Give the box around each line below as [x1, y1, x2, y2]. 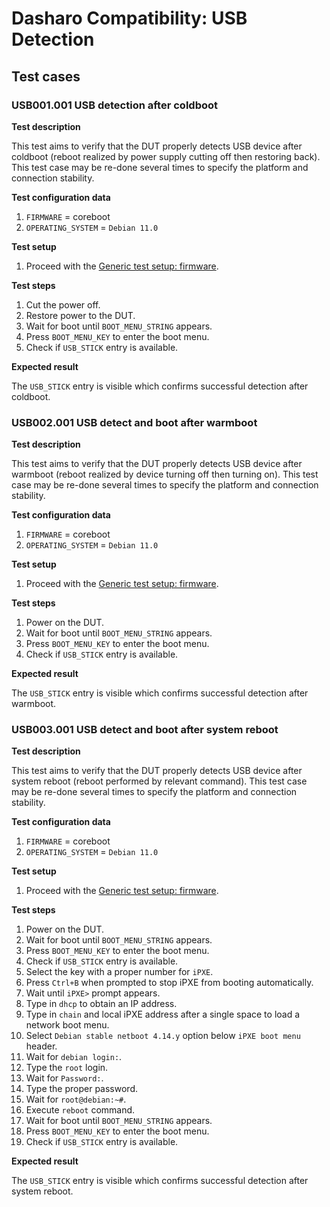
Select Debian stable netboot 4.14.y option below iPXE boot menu [25, 1030, 301, 1042]
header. [25, 1040, 58, 1052]
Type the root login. [25, 1062, 109, 1074]
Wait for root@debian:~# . [25, 1093, 127, 1106]
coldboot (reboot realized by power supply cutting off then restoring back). [11, 150, 321, 162]
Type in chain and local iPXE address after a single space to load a [25, 1008, 301, 1021]
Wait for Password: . [25, 1072, 104, 1084]
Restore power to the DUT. [25, 309, 136, 321]
